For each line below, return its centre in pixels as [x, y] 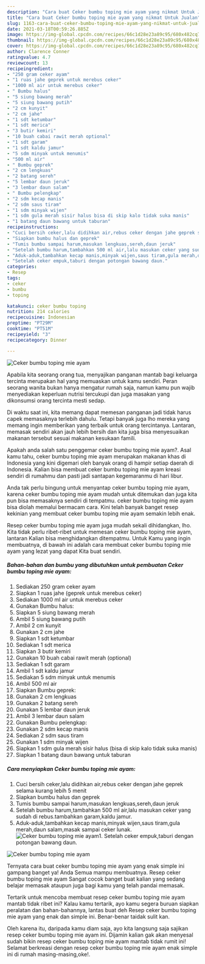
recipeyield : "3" [29, 334]
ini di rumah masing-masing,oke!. [49, 954]
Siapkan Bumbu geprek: [46, 690]
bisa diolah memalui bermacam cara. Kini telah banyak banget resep [93, 507]
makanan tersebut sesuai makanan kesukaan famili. [71, 438]
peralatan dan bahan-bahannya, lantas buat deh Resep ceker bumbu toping [102, 910]
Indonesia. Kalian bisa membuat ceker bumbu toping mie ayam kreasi [94, 469]
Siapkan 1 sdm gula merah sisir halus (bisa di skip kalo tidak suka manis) [106, 748]
